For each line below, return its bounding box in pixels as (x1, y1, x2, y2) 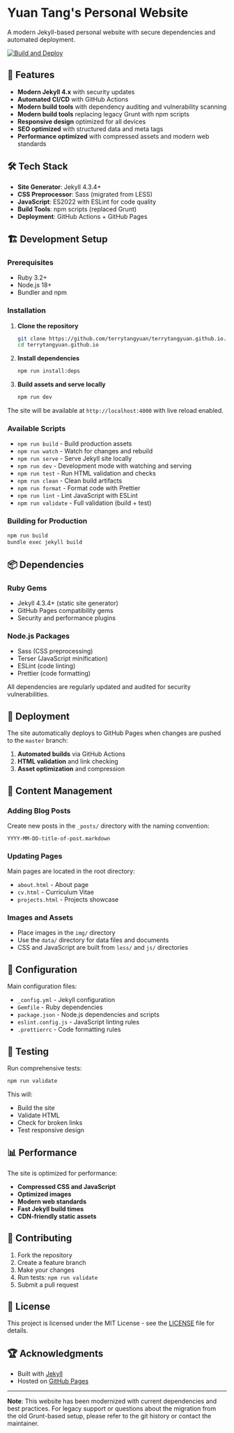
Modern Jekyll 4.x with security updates (17, 87, 135, 96)
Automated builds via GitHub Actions (17, 750, 126, 758)
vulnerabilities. (7, 690, 49, 699)
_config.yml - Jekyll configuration (17, 996, 116, 1004)
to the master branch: (7, 736, 68, 745)
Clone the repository (17, 321, 79, 330)
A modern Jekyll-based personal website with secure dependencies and (7, 28, 216, 36)
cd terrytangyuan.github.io (17, 342, 99, 349)
